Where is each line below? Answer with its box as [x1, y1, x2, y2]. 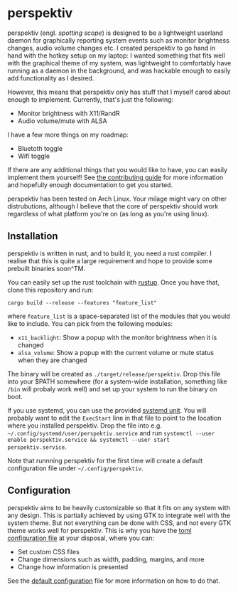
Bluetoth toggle [17, 144, 63, 152]
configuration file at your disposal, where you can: [7, 534, 155, 542]
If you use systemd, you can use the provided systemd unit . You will [7, 406, 207, 414]
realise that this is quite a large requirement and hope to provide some [7, 256, 213, 265]
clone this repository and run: [7, 285, 94, 294]
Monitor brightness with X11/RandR [17, 109, 120, 117]
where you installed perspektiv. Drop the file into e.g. [7, 421, 162, 430]
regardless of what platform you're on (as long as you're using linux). [7, 209, 210, 218]
